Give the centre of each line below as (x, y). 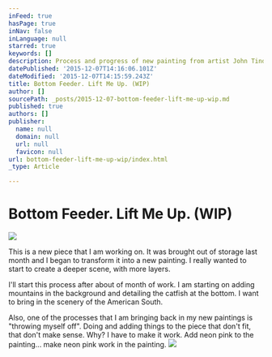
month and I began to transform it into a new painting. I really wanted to (127, 260)
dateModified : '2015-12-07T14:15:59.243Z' (81, 76)
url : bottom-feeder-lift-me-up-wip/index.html (88, 159)
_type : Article (34, 167)
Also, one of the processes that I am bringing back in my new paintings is (131, 318)
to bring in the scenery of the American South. (86, 302)
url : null (32, 144)
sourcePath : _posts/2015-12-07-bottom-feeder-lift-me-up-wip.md (119, 99)
